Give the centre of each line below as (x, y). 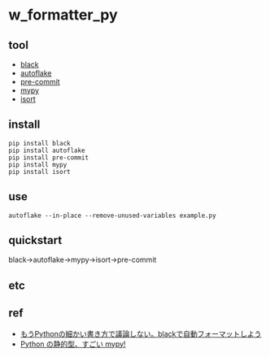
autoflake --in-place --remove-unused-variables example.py (113, 216)
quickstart (35, 240)
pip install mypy (38, 164)
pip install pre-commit (49, 157)
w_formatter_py (63, 15)
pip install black (39, 143)
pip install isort (39, 172)
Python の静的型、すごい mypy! (73, 344)
